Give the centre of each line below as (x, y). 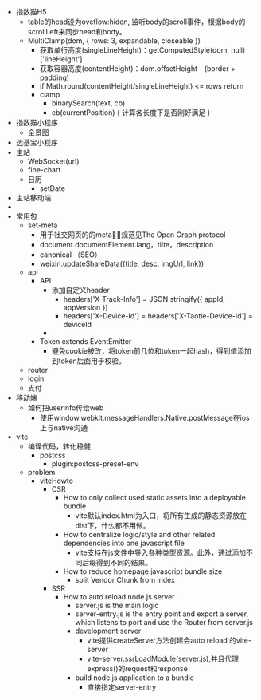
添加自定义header (80, 290)
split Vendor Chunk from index (125, 580)
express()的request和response (138, 668)
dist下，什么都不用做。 (113, 526)
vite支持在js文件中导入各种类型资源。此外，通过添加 (161, 552)
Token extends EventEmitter (86, 341)
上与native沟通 (64, 428)
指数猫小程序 (37, 123)
